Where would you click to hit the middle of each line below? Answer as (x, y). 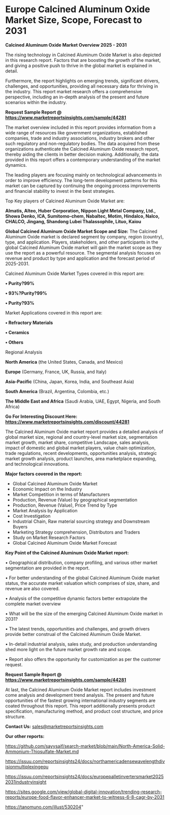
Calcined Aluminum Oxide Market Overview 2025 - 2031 (66, 45)
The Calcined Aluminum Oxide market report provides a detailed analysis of (84, 432)
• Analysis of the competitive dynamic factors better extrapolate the (76, 598)
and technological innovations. (37, 464)
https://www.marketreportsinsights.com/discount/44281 (67, 421)
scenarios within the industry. (36, 102)
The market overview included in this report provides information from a (80, 127)
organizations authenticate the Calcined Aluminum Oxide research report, (82, 149)
